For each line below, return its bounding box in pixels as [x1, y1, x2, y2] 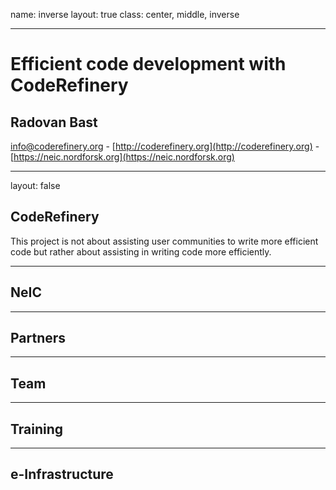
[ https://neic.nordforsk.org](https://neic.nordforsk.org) [10, 151, 235, 163]
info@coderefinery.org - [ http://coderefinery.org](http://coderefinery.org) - [10, 140, 320, 152]
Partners [10, 330, 67, 347]
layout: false [10, 180, 61, 191]
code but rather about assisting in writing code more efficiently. [10, 245, 272, 258]
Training [10, 420, 64, 438]
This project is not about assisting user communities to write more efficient [10, 235, 319, 247]
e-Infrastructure [10, 466, 114, 483]
